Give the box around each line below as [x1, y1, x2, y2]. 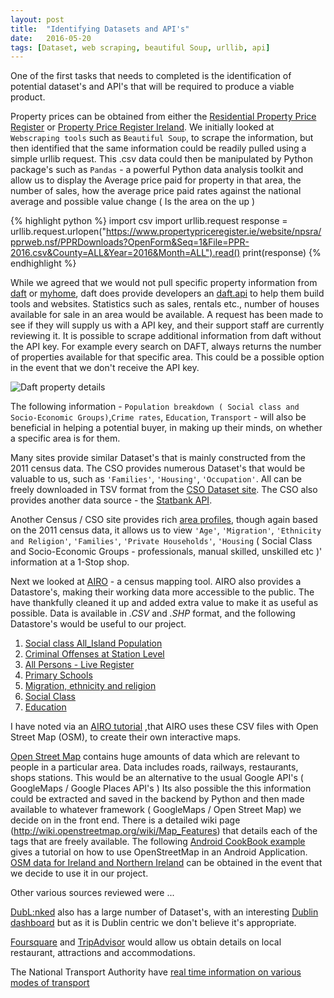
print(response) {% [242, 247, 322, 259]
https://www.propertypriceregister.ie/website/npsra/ [105, 226, 322, 238]
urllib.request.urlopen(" [10, 226, 107, 238]
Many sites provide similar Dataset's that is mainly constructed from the [10, 452, 306, 464]
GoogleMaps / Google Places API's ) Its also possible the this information [10, 782, 312, 795]
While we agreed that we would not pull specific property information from [10, 277, 318, 289]
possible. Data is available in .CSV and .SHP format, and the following [10, 607, 296, 620]
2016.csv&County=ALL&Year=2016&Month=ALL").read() [10, 247, 241, 259]
